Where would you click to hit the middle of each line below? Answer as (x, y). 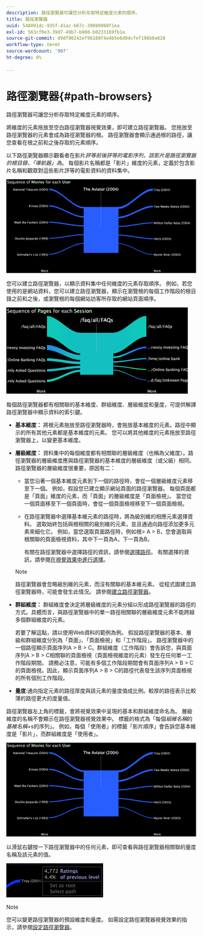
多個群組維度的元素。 (41, 620)
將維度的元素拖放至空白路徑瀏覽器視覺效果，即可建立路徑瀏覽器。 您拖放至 (99, 127)
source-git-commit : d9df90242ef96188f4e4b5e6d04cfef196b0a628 (86, 38)
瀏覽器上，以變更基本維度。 (49, 440)
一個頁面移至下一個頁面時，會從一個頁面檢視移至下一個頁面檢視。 (106, 503)
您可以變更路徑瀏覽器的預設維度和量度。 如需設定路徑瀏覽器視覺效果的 (94, 919)
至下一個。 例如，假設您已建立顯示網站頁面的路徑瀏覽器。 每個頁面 (107, 488)
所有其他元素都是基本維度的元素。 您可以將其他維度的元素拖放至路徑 (111, 432)
